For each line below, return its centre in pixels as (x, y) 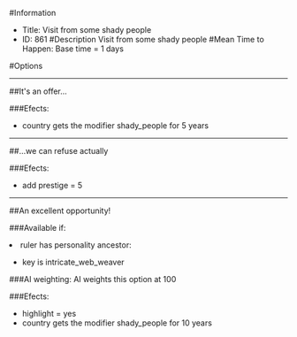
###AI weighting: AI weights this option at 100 (93, 279)
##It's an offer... (38, 91)
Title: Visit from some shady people (87, 30)
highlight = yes (49, 314)
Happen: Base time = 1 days (72, 49)
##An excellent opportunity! (60, 211)
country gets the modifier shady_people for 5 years (115, 126)
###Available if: (38, 228)
